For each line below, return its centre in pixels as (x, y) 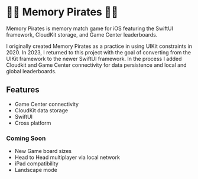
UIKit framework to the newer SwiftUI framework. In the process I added (94, 58)
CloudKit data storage (41, 110)
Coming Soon (26, 138)
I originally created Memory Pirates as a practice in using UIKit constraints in (99, 46)
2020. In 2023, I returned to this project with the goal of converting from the (98, 52)
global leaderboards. (32, 71)
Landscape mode (36, 170)
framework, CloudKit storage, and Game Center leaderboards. (82, 34)
